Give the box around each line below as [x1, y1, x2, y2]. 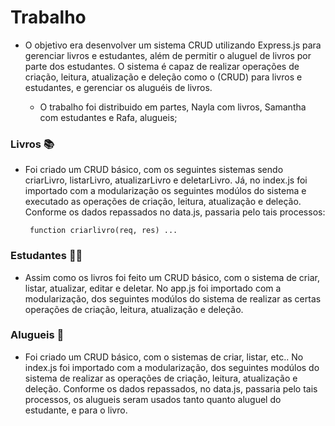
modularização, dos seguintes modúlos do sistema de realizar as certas [24, 292, 322, 305]
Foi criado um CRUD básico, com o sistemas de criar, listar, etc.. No [24, 351, 304, 363]
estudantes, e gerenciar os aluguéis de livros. [24, 81, 213, 93]
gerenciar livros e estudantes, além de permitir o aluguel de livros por [24, 49, 312, 61]
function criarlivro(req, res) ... [29, 226, 178, 236]
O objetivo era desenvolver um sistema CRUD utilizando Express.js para [24, 39, 322, 51]
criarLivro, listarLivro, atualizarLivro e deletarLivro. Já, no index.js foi [24, 174, 308, 186]
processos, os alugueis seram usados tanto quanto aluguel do [24, 393, 282, 405]
